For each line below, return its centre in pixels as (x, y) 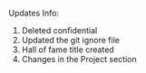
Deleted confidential (59, 30)
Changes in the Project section (79, 59)
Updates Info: (34, 13)
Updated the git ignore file (70, 40)
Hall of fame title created (68, 50)
